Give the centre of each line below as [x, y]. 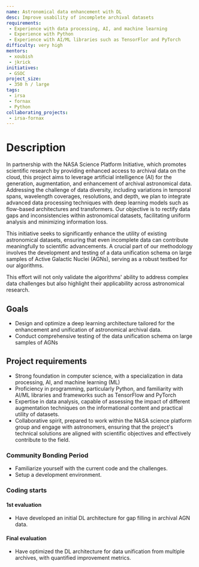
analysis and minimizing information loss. [57, 222]
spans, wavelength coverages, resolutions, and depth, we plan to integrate [98, 197]
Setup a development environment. [58, 475]
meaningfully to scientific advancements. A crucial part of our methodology [99, 247]
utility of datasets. [37, 414]
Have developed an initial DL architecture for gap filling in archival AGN [102, 518]
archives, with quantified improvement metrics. [73, 558]
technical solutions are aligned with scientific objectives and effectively [103, 433]
